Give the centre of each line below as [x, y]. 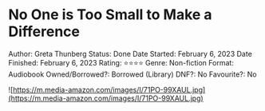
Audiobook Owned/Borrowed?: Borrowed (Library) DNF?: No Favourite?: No [132, 74]
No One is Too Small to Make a [111, 15]
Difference [44, 32]
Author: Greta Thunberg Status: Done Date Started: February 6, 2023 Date [131, 54]
